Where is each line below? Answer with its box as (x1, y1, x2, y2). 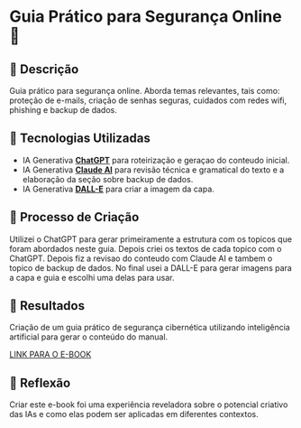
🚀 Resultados (9, 298, 86, 313)
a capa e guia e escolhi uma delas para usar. (9, 272, 175, 283)
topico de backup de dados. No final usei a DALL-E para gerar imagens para (9, 262, 293, 273)
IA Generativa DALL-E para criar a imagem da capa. (22, 183, 214, 194)
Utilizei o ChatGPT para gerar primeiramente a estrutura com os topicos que (9, 233, 293, 245)
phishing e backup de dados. (9, 105, 117, 115)
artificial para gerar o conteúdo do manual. (9, 331, 169, 342)
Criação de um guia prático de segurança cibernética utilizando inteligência (9, 322, 290, 333)
